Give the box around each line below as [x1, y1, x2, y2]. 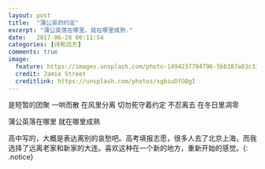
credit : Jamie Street [15, 70, 87, 78]
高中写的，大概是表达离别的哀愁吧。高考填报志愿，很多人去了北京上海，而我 [8, 133, 257, 142]
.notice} [8, 152, 34, 161]
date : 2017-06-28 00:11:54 [8, 33, 104, 42]
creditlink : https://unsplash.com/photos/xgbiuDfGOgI [15, 77, 196, 85]
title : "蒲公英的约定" [8, 19, 79, 27]
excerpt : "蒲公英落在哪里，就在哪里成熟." [8, 26, 133, 34]
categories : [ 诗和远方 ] [8, 41, 81, 49]
